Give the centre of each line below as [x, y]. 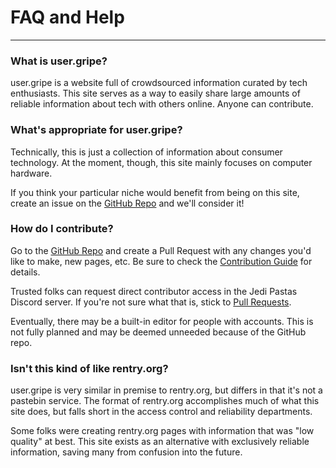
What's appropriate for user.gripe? [96, 130]
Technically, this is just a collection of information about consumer [146, 152]
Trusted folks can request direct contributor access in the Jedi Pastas [154, 291]
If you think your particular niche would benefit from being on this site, [155, 192]
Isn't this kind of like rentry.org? [89, 368]
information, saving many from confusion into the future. [126, 452]
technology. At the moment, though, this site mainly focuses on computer [161, 162]
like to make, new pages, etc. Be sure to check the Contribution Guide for [161, 261]
